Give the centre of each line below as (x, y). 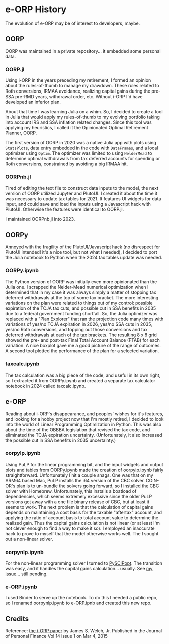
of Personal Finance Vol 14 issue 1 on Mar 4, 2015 (56, 636)
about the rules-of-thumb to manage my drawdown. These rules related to (82, 86)
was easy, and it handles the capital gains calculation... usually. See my (79, 569)
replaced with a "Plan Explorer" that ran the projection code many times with (84, 319)
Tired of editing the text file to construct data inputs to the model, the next (82, 188)
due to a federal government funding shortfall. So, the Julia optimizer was (81, 314)
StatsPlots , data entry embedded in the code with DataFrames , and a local (82, 148)
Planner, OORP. (21, 133)
